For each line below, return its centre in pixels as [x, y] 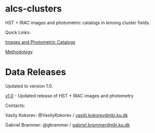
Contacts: [15, 105]
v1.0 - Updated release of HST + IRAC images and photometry [69, 95]
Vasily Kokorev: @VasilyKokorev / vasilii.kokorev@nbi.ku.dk [66, 115]
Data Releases [36, 72]
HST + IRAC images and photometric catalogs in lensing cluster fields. [78, 23]
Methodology [19, 52]
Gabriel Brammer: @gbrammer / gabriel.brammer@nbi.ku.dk [68, 125]
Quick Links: [18, 32]
